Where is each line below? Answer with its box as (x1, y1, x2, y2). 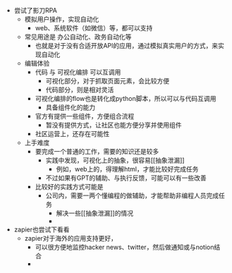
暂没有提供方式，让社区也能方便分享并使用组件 (45, 121, 182, 129)
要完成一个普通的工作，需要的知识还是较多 (35, 147, 159, 155)
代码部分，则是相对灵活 (45, 85, 114, 94)
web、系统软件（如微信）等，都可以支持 (35, 24, 153, 32)
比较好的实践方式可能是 (35, 183, 104, 190)
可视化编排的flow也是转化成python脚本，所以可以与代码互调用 (35, 95, 216, 102)
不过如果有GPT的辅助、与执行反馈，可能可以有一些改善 (45, 174, 207, 182)
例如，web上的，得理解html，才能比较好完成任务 (56, 165, 199, 173)
